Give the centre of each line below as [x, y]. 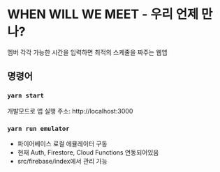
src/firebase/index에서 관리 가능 [63, 161]
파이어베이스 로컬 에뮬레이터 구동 [62, 143]
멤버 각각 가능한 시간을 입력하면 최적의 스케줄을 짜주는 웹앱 [87, 52]
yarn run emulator [38, 128]
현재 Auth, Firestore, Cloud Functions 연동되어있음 [88, 152]
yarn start [25, 96]
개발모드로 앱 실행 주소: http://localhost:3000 [70, 111]
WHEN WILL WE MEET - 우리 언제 [103, 14]
